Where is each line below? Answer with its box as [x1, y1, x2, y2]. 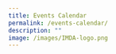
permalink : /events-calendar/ [8, 19, 109, 27]
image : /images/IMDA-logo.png [8, 33, 109, 42]
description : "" [8, 26, 62, 34]
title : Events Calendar [8, 11, 87, 20]
